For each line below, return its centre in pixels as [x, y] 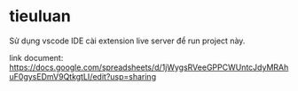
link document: [36, 57]
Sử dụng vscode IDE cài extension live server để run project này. [127, 41]
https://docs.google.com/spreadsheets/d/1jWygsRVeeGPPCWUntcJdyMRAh [149, 67]
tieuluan [40, 16]
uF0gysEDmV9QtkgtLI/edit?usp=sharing [83, 76]
